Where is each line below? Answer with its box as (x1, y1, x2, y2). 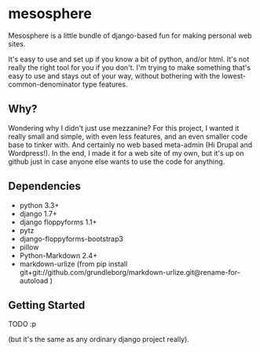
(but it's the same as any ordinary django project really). (8, 335, 190, 344)
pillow (19, 242, 39, 252)
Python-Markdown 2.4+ (19, 250, 98, 260)
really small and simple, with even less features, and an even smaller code (8, 132, 248, 141)
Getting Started (8, 298, 86, 312)
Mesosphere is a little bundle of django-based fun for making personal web (8, 31, 253, 40)
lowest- (222, 71, 247, 80)
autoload (19, 276, 49, 285)
